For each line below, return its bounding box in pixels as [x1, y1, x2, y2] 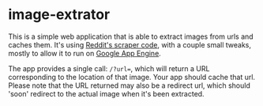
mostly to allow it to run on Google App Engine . [8, 48, 162, 58]
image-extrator [8, 6, 111, 24]
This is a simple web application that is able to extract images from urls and [8, 32, 254, 41]
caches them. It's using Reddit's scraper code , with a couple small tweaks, [8, 40, 251, 49]
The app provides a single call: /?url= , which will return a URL [8, 63, 210, 73]
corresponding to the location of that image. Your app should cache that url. [8, 72, 255, 81]
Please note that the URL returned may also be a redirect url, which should [8, 81, 250, 90]
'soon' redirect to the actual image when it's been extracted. [8, 89, 205, 98]
